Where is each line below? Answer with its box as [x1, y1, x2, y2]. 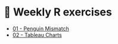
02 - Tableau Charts [12, 31, 62, 38]
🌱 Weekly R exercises [4, 5, 112, 19]
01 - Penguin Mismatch [12, 25, 69, 32]
